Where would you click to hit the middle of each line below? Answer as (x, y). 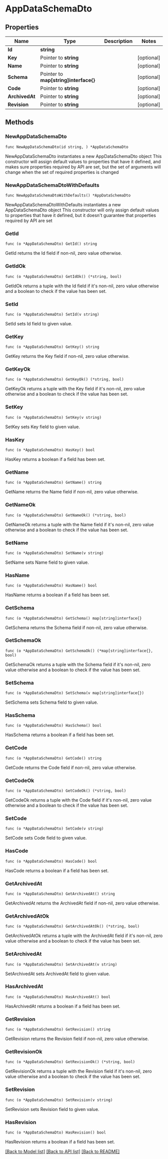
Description (118, 41)
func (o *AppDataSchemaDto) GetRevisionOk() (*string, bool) (70, 1062)
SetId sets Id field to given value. (39, 323)
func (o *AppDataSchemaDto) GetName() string (53, 483)
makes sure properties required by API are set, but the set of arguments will (83, 167)
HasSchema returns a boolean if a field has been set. (60, 735)
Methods (19, 122)
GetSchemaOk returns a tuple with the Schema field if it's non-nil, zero (78, 664)
